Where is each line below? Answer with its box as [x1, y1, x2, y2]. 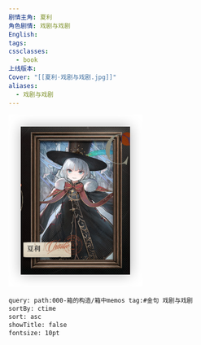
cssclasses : [8, 47, 49, 56]
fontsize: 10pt [8, 329, 60, 337]
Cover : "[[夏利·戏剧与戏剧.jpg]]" [8, 73, 117, 81]
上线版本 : [8, 65, 37, 73]
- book [15, 56, 38, 64]
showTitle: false [8, 321, 68, 329]
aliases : [8, 81, 38, 90]
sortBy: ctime [8, 304, 57, 312]
